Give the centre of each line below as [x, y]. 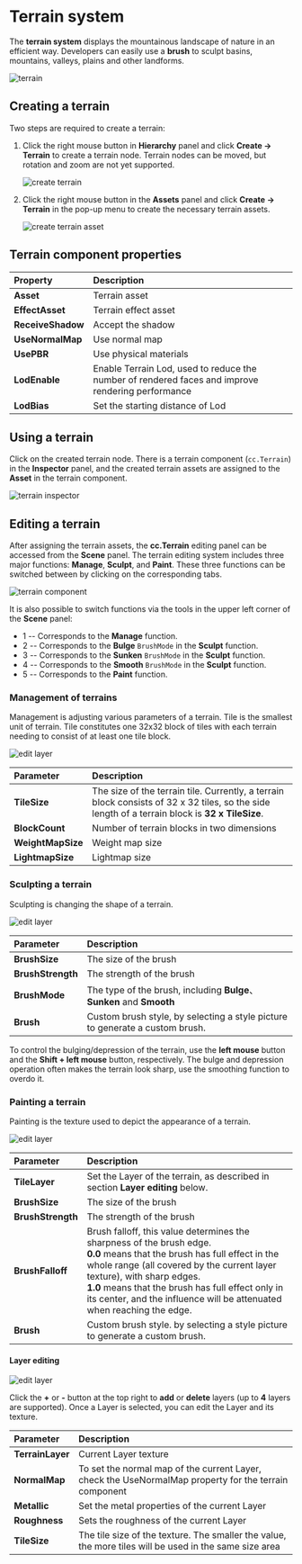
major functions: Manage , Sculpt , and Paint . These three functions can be [147, 565]
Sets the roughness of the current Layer [162, 1521]
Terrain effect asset [134, 310]
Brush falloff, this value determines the [168, 1232]
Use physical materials [141, 354]
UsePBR [31, 354]
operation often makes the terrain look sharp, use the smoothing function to [150, 1069]
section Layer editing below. [147, 1188]
